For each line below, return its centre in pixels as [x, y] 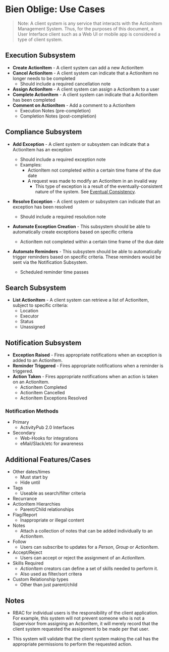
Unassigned [33, 327]
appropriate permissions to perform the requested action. [72, 644]
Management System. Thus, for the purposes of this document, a [86, 28]
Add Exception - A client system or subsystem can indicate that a [81, 144]
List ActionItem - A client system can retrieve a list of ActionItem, [81, 300]
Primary [21, 422]
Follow [19, 542]
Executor [29, 316]
